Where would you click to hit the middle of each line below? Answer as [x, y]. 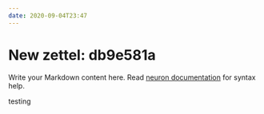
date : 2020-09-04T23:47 [48, 16]
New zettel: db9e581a [82, 55]
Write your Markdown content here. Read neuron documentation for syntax [132, 77]
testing [20, 101]
